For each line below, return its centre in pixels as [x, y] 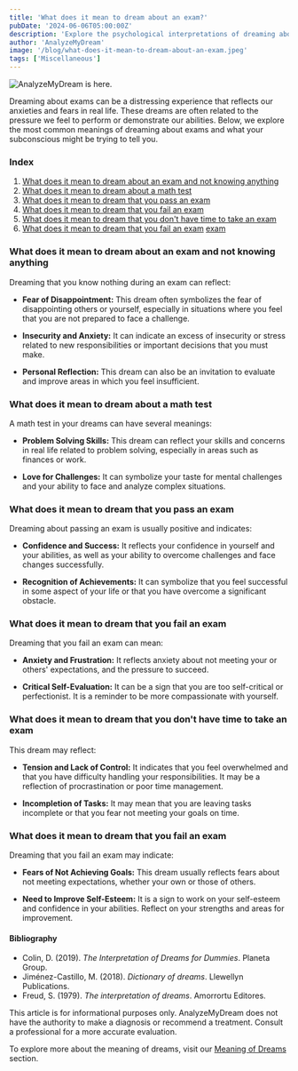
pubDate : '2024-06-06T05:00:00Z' [71, 26]
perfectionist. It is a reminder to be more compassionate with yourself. [150, 696]
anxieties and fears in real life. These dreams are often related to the [134, 111]
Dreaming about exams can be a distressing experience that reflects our [141, 101]
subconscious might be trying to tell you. [83, 139]
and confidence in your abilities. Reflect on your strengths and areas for [153, 908]
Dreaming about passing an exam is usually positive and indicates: [131, 529]
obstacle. [39, 601]
